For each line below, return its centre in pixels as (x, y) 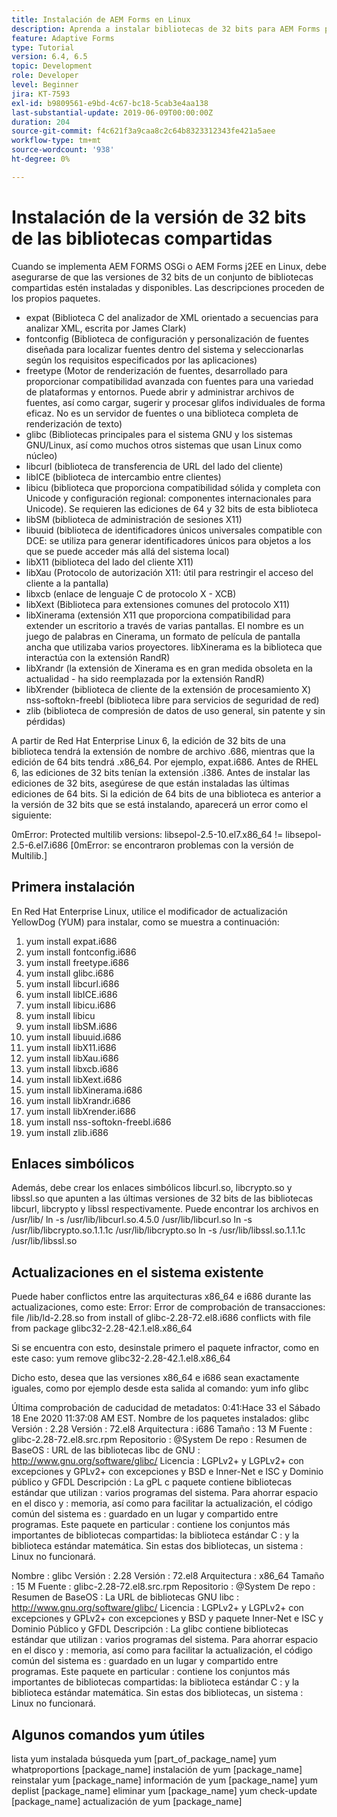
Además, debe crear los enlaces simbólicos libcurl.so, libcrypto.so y (152, 1188)
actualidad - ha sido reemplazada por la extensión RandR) (145, 678)
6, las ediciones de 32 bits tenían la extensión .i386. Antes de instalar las (161, 772)
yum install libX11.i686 (71, 1047)
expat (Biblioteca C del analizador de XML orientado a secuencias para (172, 317)
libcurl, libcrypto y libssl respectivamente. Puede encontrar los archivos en (165, 1209)
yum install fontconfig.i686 (81, 952)
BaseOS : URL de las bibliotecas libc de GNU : (106, 1450)
